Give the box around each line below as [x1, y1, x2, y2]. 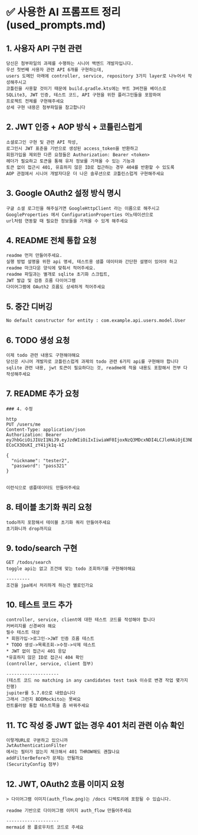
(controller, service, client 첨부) [6, 661, 94, 667]
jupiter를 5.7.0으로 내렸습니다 [6, 690, 75, 696]
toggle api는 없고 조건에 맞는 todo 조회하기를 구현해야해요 [6, 566, 136, 572]
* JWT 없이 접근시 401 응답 [6, 649, 67, 655]
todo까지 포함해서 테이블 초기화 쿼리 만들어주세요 [6, 519, 111, 525]
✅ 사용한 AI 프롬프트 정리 [6, 5, 121, 19]
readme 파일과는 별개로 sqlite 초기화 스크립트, [6, 272, 111, 278]
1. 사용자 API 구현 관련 [6, 43, 82, 53]
